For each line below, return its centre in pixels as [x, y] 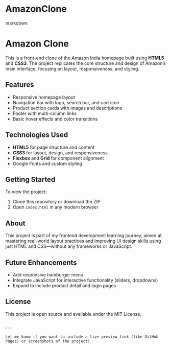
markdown [17, 23]
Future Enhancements [41, 262]
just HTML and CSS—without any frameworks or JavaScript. [69, 246]
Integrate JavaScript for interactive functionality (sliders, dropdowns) [85, 280]
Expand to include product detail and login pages [64, 285]
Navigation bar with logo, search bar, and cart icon [66, 102]
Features [20, 85]
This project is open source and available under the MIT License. [74, 314]
